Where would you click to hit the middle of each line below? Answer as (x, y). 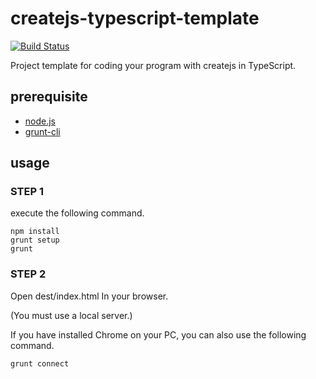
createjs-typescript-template (135, 18)
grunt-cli (42, 131)
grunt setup (35, 240)
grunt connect (40, 363)
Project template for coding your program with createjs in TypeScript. (153, 65)
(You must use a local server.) (71, 315)
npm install (35, 232)
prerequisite (49, 97)
